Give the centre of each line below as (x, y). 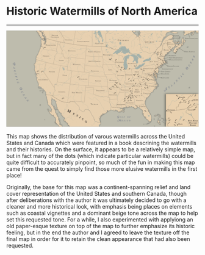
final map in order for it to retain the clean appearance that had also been (98, 239)
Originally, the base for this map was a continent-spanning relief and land (99, 187)
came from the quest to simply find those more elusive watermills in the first (102, 168)
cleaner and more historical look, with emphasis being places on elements (99, 206)
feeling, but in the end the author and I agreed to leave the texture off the (98, 232)
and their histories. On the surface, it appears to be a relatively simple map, (101, 149)
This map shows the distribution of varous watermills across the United (95, 136)
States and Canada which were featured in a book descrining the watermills (101, 143)
